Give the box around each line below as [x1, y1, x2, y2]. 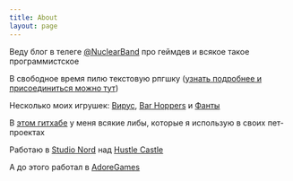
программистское [9, 56, 80, 66]
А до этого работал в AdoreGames [9, 161, 141, 172]
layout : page [9, 22, 58, 30]
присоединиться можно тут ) [9, 82, 119, 93]
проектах [9, 126, 45, 137]
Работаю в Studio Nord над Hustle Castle [9, 144, 164, 155]
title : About [9, 13, 58, 22]
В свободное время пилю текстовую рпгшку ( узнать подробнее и [9, 73, 263, 83]
